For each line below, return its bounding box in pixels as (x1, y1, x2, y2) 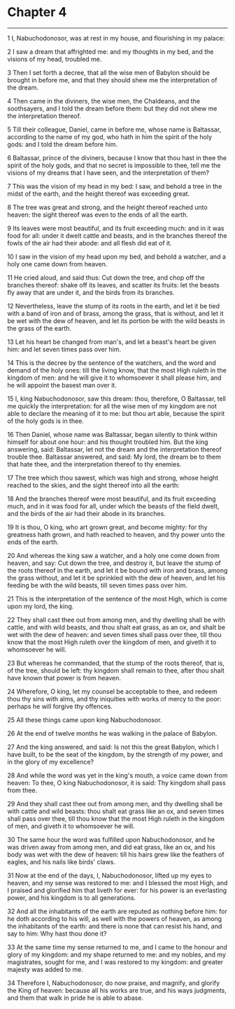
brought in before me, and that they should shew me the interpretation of (7, 76, 218, 84)
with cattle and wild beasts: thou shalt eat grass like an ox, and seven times (7, 807, 225, 815)
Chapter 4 (7, 4, 67, 20)
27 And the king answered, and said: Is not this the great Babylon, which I (7, 743, 219, 751)
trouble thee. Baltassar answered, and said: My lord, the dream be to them (7, 452, 222, 461)
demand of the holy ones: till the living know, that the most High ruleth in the (7, 366, 227, 374)
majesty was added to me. (7, 965, 84, 973)
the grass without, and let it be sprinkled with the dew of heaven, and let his (7, 573, 226, 582)
